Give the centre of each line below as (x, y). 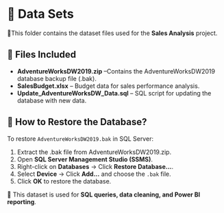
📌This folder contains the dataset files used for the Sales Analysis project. (112, 33)
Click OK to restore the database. (64, 181)
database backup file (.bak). (57, 78)
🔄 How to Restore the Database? (77, 122)
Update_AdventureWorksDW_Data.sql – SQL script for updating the (114, 93)
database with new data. (52, 100)
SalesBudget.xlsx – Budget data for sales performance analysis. (108, 86)
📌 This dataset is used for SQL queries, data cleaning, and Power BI (104, 194)
